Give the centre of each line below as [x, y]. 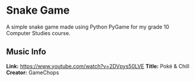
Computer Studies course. [38, 33]
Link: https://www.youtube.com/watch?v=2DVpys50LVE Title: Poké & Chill [98, 66]
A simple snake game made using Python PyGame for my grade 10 [88, 27]
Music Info [26, 52]
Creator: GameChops [33, 72]
